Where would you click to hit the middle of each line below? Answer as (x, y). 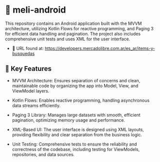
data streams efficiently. (36, 105)
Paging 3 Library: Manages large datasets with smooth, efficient (76, 115)
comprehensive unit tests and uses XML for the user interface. (68, 39)
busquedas (23, 54)
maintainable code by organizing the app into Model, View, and (75, 86)
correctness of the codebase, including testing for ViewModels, (76, 149)
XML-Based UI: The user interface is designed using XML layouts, (78, 129)
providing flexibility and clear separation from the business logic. (77, 135)
